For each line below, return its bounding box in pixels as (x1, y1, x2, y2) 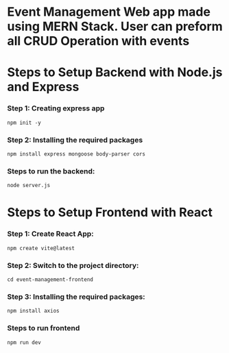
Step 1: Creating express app (7, 104, 105, 113)
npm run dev (7, 339, 41, 346)
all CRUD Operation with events (7, 34, 190, 49)
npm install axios (7, 308, 60, 315)
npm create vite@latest (7, 245, 75, 252)
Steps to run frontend (7, 324, 80, 333)
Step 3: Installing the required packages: (7, 292, 145, 302)
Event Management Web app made (7, 4, 211, 20)
